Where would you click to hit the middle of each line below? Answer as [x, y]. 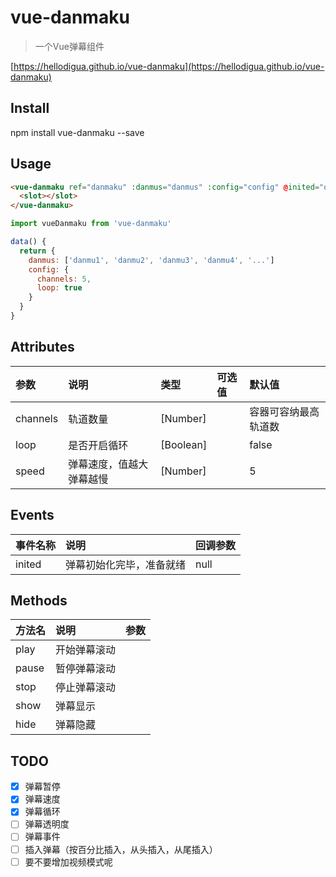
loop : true [59, 288]
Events [32, 515]
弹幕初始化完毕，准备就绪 [126, 564]
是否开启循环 [98, 445]
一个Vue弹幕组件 [69, 46]
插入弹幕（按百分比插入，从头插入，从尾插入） [121, 849]
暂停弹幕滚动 [86, 669]
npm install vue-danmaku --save [77, 132]
